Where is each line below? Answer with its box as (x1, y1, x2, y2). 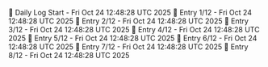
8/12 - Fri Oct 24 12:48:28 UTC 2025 (8, 51, 130, 60)
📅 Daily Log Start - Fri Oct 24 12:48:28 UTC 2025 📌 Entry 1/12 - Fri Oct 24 (8, 8, 253, 17)
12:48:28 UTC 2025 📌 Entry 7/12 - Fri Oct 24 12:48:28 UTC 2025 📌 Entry (8, 42, 249, 52)
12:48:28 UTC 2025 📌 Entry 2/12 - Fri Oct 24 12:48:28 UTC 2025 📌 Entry (8, 16, 249, 26)
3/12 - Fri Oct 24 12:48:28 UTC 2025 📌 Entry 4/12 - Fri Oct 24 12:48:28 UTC (8, 25, 260, 34)
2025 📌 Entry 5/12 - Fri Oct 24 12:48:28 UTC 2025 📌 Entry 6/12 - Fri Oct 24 (8, 33, 258, 43)
